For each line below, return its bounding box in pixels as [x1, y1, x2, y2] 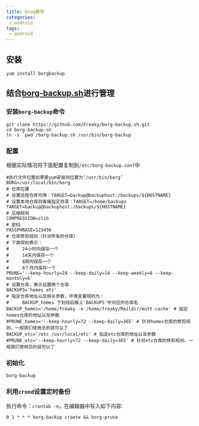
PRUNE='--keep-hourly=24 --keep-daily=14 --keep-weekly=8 [6, 270, 153, 276]
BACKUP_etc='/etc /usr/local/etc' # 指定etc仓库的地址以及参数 [6, 331, 156, 337]
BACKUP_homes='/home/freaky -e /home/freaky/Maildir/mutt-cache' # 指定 [6, 306, 188, 312]
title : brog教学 [6, 8, 45, 15]
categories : [6, 14, 36, 20]
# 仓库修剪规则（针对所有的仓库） [6, 233, 78, 239]
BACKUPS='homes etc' [6, 287, 58, 293]
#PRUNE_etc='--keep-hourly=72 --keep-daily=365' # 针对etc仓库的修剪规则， [6, 337, 189, 343]
